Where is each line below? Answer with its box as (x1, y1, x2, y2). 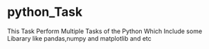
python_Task (7, 4, 83, 20)
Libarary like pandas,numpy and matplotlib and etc (7, 34, 152, 42)
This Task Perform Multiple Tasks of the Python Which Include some (7, 27, 203, 35)
